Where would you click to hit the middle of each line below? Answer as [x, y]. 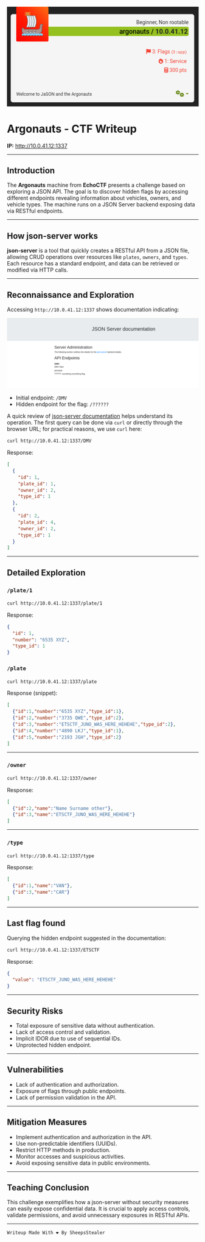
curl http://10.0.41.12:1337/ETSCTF [53, 950]
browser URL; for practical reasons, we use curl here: [75, 429]
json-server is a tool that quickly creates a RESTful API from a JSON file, [98, 251]
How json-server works [52, 236]
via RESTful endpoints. [35, 211]
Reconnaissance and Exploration [71, 295]
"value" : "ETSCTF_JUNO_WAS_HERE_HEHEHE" [64, 980]
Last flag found [36, 923]
